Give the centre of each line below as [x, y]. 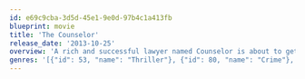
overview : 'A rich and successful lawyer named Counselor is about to [146, 52]
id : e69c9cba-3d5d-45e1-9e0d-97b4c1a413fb [91, 18]
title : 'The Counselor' [54, 35]
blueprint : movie [42, 26]
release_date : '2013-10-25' [63, 43]
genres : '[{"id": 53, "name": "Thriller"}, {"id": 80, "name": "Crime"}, [152, 60]
